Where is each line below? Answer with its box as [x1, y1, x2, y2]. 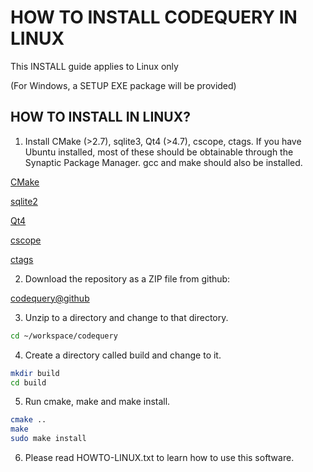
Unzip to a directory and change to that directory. [24, 311, 229, 323]
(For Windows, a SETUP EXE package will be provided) [10, 79, 237, 91]
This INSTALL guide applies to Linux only [10, 60, 179, 72]
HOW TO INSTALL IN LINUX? [10, 109, 191, 126]
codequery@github [10, 292, 90, 304]
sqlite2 [10, 195, 38, 207]
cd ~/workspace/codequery [10, 331, 118, 341]
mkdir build [10, 368, 60, 378]
